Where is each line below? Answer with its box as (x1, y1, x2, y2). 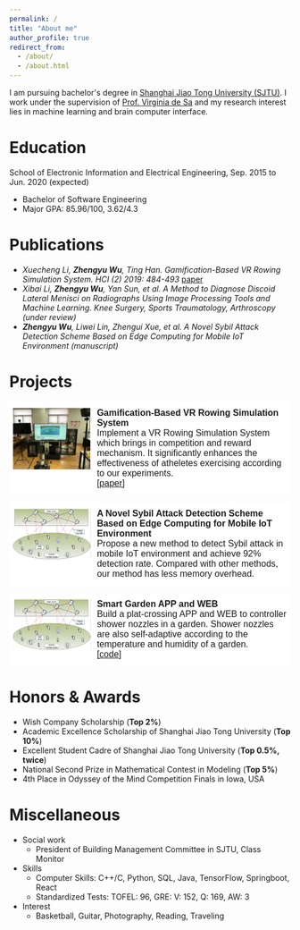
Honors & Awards (9, 687, 141, 706)
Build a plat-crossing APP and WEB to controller (96, 608, 287, 619)
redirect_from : (9, 43, 66, 52)
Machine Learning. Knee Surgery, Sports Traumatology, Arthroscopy (21, 302, 277, 313)
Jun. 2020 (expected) (9, 176, 89, 187)
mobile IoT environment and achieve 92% (96, 548, 262, 559)
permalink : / (9, 14, 58, 23)
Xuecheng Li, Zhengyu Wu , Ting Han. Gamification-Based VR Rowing (21, 264, 281, 275)
